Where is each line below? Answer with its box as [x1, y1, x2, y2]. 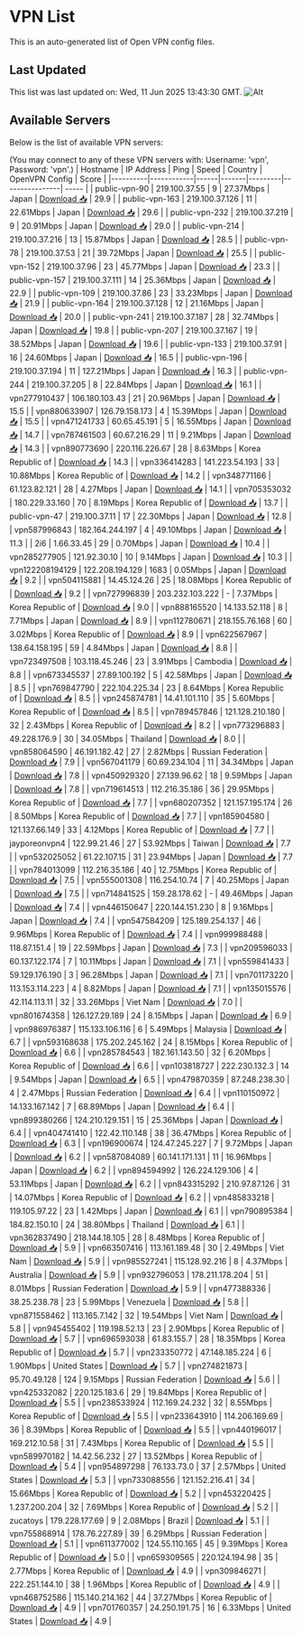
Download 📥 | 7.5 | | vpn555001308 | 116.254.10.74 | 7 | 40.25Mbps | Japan [9, 874, 290, 885]
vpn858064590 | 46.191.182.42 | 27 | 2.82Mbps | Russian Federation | [9, 746, 268, 756]
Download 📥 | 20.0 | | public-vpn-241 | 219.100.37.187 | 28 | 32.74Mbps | [9, 311, 279, 322]
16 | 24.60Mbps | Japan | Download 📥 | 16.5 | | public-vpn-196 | [9, 352, 248, 362]
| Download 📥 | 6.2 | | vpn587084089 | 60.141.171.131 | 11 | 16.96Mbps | [9, 1151, 272, 1162]
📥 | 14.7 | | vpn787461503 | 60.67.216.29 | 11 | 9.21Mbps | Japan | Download [9, 429, 291, 440]
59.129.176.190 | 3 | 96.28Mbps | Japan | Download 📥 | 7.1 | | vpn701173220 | [9, 969, 294, 980]
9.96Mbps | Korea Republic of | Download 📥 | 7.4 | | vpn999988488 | [9, 928, 269, 939]
